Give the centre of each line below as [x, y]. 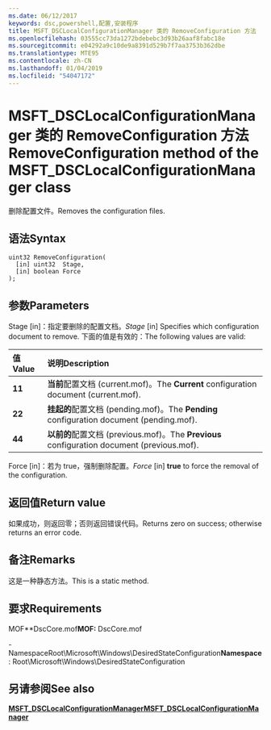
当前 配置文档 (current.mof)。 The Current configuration [152, 384]
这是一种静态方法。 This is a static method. [79, 581]
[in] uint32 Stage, [50, 265]
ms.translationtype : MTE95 [54, 53]
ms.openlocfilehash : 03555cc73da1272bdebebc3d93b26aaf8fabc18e [117, 38]
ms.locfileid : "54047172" [52, 76]
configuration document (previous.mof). [123, 445]
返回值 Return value [57, 502]
